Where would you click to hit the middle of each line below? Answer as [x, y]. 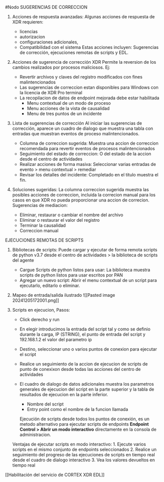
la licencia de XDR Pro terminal [51, 93]
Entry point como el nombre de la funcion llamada [78, 409]
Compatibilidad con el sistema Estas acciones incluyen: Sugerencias [89, 47]
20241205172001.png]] [35, 300]
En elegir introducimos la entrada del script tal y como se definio [85, 329]
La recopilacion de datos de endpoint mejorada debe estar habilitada [89, 98]
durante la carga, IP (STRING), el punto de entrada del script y [82, 334]
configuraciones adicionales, [49, 42]
